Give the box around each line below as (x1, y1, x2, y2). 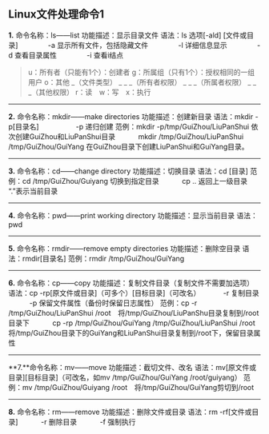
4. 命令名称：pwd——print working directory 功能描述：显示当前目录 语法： (8, 210, 259, 220)
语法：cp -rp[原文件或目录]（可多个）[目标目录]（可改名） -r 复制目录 (8, 288, 260, 297)
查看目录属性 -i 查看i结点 (14, 50, 124, 60)
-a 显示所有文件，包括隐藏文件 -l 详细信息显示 (47, 40, 227, 50)
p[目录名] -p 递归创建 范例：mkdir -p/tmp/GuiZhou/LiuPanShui (8, 121, 250, 131)
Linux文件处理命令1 (8, 7, 104, 22)
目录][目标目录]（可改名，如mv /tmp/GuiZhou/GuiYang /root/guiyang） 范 (8, 372, 251, 382)
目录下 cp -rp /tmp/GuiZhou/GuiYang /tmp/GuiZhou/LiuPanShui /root (8, 318, 256, 328)
